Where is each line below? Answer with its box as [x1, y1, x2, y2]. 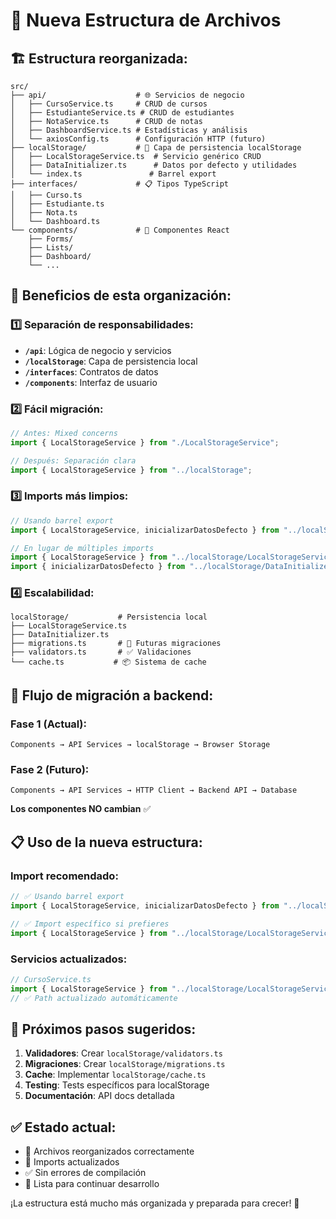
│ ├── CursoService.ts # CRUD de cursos [10, 99, 208, 109]
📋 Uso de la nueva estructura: [10, 834, 203, 851]
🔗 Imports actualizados [24, 1156, 120, 1168]
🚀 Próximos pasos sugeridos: [10, 1020, 197, 1038]
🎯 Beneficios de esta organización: [10, 287, 232, 304]
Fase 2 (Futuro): [10, 763, 90, 777]
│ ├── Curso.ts [10, 190, 83, 200]
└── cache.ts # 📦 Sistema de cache [10, 657, 207, 668]
